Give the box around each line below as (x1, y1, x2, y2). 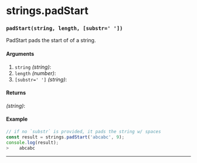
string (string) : (14, 63, 52, 70)
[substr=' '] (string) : (14, 76, 67, 83)
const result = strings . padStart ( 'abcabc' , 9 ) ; (6, 134, 125, 140)
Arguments (6, 50, 35, 57)
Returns (6, 89, 26, 96)
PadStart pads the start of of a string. (6, 37, 96, 44)
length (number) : (14, 69, 56, 77)
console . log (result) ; (6, 140, 59, 145)
